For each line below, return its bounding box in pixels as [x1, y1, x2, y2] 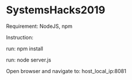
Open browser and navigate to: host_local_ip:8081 [6, 67, 127, 74]
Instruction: [6, 34, 34, 41]
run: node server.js [6, 56, 51, 63]
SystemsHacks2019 [6, 3, 106, 17]
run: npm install [6, 45, 44, 52]
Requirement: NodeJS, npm [6, 23, 73, 30]
